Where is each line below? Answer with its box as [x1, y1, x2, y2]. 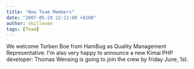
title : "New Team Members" [6, 9, 75, 15]
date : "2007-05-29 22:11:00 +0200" [6, 15, 97, 21]
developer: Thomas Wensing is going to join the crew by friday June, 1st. [6, 56, 189, 63]
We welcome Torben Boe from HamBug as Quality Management [6, 43, 167, 50]
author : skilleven [6, 20, 53, 26]
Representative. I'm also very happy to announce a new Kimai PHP [6, 49, 173, 57]
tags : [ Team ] [6, 26, 40, 32]
